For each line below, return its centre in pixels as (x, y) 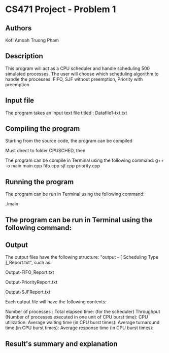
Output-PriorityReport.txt (31, 282)
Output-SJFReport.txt (28, 292)
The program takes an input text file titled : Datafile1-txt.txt (66, 113)
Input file (20, 101)
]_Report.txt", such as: (28, 263)
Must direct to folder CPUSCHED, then (45, 151)
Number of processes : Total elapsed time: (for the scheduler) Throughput (83, 312)
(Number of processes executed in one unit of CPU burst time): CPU (77, 317)
